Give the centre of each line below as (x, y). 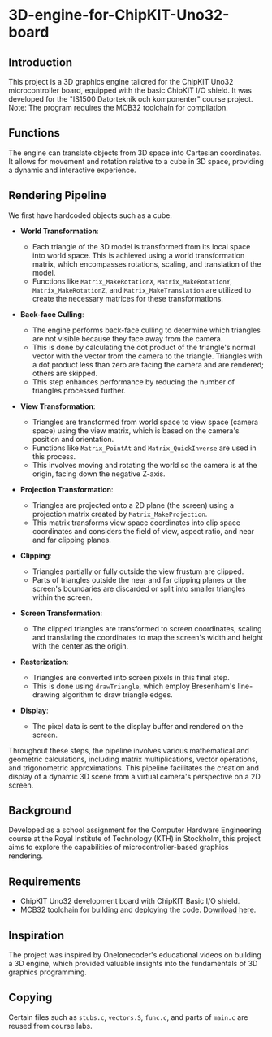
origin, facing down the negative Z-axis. (99, 474)
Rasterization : (44, 662)
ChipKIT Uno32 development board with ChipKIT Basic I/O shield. (130, 901)
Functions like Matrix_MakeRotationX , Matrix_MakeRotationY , (132, 281)
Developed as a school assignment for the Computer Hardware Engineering (135, 830)
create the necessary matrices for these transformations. (127, 298)
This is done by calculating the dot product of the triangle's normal (144, 347)
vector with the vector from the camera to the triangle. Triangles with (147, 356)
